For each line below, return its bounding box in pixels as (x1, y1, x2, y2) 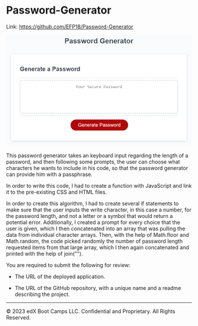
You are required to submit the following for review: (6, 261, 131, 269)
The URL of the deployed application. (14, 273, 105, 280)
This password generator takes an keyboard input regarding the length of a (6, 152, 189, 159)
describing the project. (14, 291, 70, 298)
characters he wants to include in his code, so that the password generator (6, 164, 189, 171)
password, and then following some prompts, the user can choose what (6, 158, 180, 165)
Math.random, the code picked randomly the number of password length (6, 237, 183, 244)
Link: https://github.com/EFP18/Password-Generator (6, 23, 134, 30)
